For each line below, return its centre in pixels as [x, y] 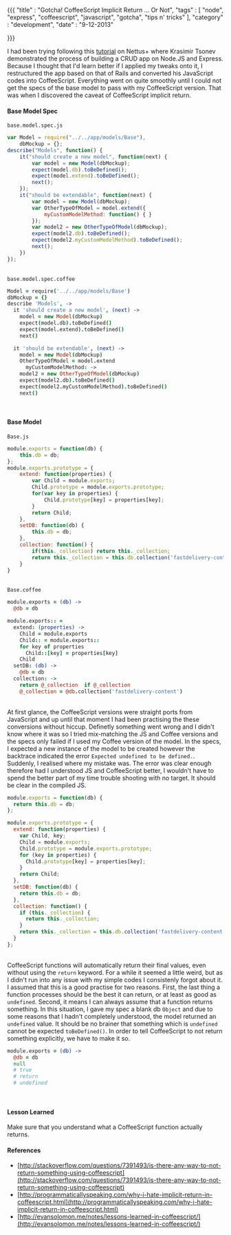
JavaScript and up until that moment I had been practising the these [103, 719]
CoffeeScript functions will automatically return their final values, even [107, 965]
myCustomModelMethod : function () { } [98, 214]
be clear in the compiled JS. [47, 785]
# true [23, 1070]
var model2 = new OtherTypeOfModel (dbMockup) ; [100, 227]
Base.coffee [24, 590]
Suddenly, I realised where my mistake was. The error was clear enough [109, 763]
